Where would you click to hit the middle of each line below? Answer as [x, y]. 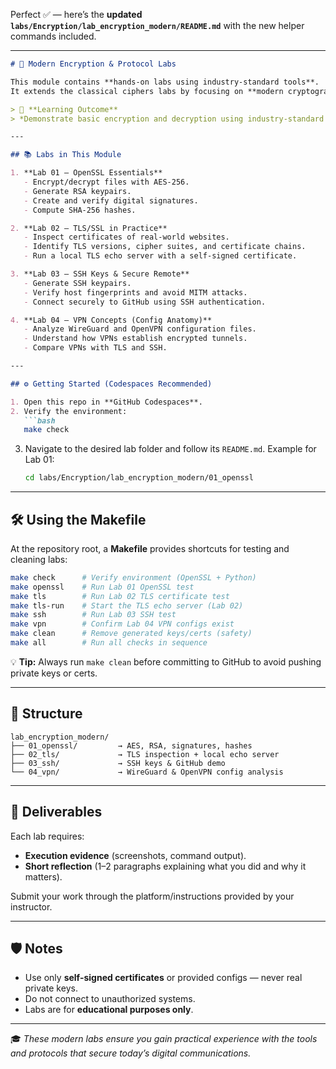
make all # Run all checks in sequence [109, 643]
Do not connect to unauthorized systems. [110, 999]
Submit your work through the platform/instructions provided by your [152, 896]
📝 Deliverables [56, 812]
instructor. [31, 906]
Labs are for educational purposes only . [109, 1010]
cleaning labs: [39, 559]
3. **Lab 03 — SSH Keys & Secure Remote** [100, 274]
